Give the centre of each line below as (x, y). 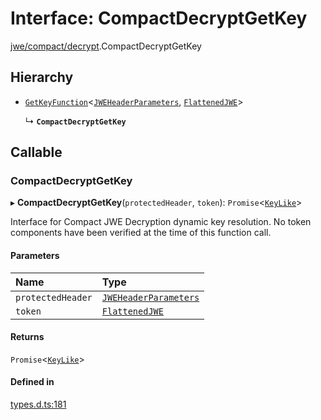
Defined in (32, 382)
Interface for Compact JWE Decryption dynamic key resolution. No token (161, 222)
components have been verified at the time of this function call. (141, 233)
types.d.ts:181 (38, 404)
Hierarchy (42, 77)
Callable (36, 152)
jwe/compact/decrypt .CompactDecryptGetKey (106, 46)
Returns (27, 337)
